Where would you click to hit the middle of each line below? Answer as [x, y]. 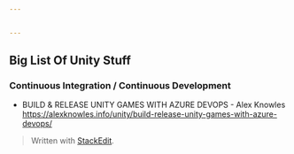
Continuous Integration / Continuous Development [120, 86]
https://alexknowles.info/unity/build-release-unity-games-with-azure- [149, 114]
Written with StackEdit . [73, 141]
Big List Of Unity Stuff [70, 61]
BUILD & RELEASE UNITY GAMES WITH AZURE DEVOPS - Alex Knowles [154, 105]
